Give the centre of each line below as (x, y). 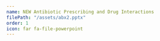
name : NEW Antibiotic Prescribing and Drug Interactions (80, 12)
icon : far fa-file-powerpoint (45, 29)
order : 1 (17, 23)
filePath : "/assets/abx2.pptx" (46, 17)
